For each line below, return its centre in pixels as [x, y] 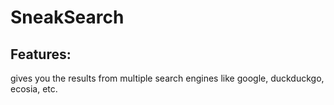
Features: [41, 54]
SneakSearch [67, 17]
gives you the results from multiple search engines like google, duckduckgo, [167, 78]
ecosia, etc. [34, 89]
